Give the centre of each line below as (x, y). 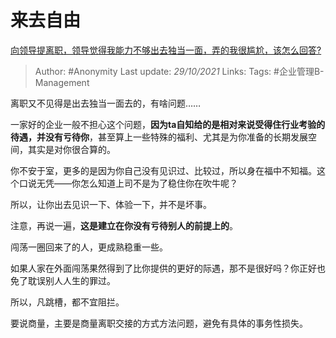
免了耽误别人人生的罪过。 (63, 280)
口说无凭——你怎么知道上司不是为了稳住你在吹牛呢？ (128, 183)
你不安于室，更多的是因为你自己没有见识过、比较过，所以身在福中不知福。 (163, 170)
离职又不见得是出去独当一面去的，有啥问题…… (106, 103)
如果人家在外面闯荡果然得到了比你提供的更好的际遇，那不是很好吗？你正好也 (168, 268)
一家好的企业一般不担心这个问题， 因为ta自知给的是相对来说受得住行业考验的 (168, 124)
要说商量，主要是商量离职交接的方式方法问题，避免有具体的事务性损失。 (159, 323)
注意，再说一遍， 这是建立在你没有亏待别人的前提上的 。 (124, 225)
